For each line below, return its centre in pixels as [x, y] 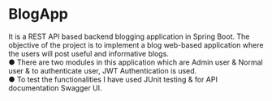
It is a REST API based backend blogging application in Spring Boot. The [129, 36]
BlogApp [39, 14]
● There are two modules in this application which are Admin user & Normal [136, 62]
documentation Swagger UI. [56, 88]
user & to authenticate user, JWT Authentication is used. [103, 70]
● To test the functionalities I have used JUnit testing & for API [113, 79]
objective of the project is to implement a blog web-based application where [136, 44]
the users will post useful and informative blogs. [89, 53]
